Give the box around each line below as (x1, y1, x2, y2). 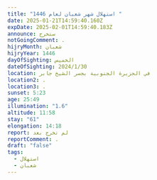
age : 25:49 (7, 96, 40, 103)
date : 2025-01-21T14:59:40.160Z (7, 17, 103, 24)
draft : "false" (7, 142, 53, 150)
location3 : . (7, 83, 46, 90)
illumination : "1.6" (7, 103, 69, 110)
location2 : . (7, 76, 46, 84)
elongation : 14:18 (7, 122, 62, 130)
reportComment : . (7, 135, 59, 142)
